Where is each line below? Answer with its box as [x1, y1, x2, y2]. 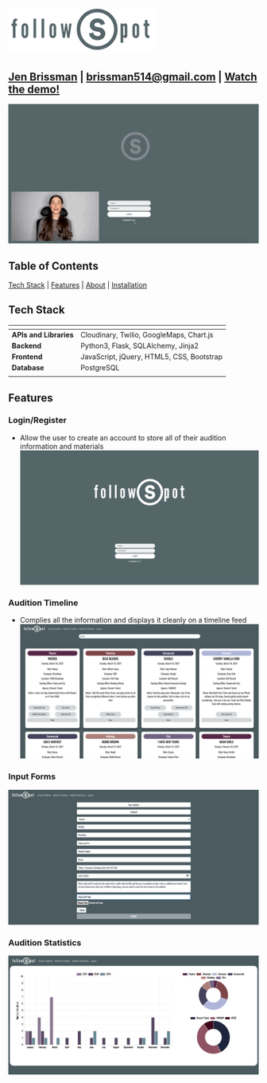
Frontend [11, 352, 43, 362]
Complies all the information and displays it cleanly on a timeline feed [19, 616, 247, 625]
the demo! [8, 82, 60, 96]
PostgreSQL [80, 363, 120, 373]
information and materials [19, 441, 104, 451]
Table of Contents [8, 259, 99, 272]
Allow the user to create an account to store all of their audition [19, 432, 226, 442]
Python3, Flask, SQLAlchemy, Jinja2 [80, 341, 199, 350]
